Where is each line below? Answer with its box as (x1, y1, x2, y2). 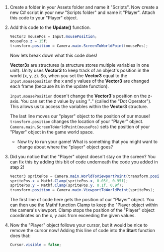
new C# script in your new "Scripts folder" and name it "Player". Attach (9, 9, 156, 15)
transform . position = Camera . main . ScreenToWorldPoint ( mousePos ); (9, 43, 148, 48)
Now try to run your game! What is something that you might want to (17, 138, 158, 144)
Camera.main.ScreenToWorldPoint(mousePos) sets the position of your (9, 124, 150, 129)
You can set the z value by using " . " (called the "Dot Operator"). (20, 98, 152, 104)
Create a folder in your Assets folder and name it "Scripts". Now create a (9, 4, 159, 10)
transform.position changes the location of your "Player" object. (9, 118, 144, 124)
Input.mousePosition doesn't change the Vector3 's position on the (9, 93, 147, 99)
